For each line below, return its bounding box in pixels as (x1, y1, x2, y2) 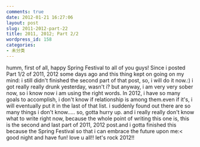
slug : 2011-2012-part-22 (6, 25, 68, 32)
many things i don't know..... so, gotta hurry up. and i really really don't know (6, 108, 195, 115)
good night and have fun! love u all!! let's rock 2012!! (6, 134, 135, 141)
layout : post (6, 20, 39, 26)
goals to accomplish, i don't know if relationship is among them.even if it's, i (6, 96, 193, 103)
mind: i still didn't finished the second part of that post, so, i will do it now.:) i (6, 76, 193, 84)
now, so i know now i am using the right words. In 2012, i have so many (6, 89, 181, 96)
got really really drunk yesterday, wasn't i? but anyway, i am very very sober (6, 83, 193, 90)
